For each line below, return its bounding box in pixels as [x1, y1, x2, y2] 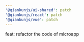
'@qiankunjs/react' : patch [5, 12, 63, 17]
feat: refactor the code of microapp [5, 31, 79, 37]
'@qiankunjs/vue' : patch [5, 17, 58, 22]
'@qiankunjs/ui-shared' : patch [5, 7, 72, 13]
